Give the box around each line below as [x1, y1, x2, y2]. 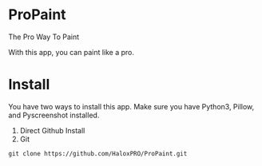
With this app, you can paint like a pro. [8, 47, 134, 57]
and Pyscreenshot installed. [8, 110, 100, 120]
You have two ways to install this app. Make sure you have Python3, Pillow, [8, 101, 255, 111]
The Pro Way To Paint [8, 32, 80, 41]
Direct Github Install [19, 125, 85, 135]
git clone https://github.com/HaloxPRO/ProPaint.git [8, 149, 188, 157]
